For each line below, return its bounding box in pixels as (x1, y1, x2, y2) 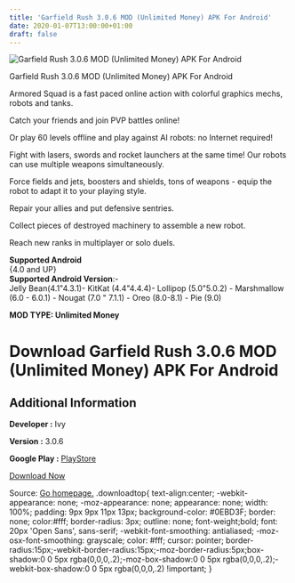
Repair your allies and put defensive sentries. (9, 203, 175, 214)
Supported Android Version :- (9, 273, 119, 285)
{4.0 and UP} (9, 264, 57, 275)
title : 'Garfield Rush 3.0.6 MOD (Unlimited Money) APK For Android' (9, 12, 273, 22)
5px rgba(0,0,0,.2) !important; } (99, 563, 212, 574)
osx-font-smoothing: (9, 535, 85, 546)
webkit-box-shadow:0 (9, 563, 91, 574)
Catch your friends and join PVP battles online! (9, 115, 180, 126)
